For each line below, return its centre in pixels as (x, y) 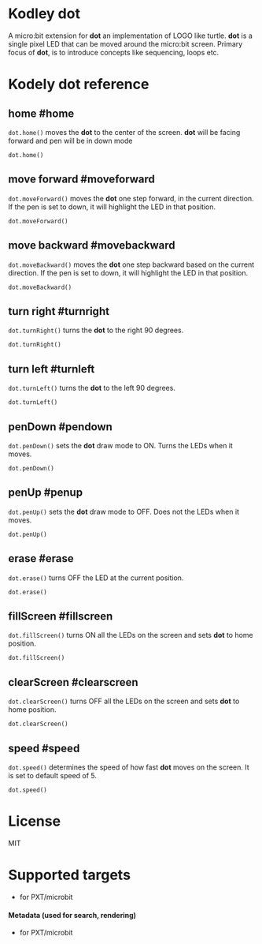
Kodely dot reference (79, 84)
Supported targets (70, 875)
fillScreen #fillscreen (61, 616)
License (35, 821)
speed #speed (44, 748)
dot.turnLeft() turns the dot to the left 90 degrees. (92, 388)
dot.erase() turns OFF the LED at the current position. (96, 578)
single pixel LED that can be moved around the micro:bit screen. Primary (125, 43)
